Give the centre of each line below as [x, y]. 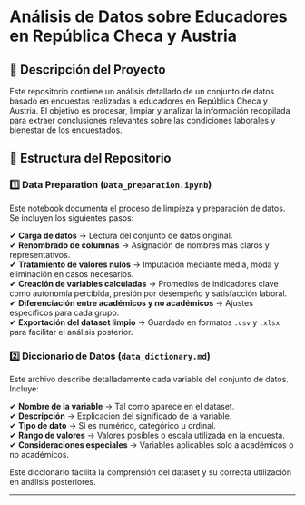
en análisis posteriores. [53, 481]
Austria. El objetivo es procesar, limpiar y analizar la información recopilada [150, 110]
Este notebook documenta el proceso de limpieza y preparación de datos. [148, 208]
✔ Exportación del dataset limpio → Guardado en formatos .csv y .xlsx [145, 322]
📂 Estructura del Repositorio [90, 158]
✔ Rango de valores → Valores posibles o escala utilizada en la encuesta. [148, 435]
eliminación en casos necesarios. [72, 273]
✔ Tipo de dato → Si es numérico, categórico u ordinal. [113, 425]
